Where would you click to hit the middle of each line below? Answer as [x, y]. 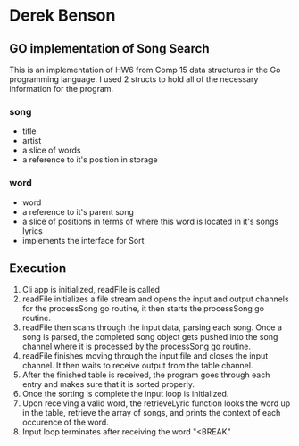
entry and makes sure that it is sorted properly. [108, 384]
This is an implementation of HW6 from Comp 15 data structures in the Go [145, 70]
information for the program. [62, 89]
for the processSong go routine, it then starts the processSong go [143, 309]
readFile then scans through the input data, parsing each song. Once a [152, 327]
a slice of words [51, 150]
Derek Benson [62, 16]
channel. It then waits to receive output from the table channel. [137, 366]
